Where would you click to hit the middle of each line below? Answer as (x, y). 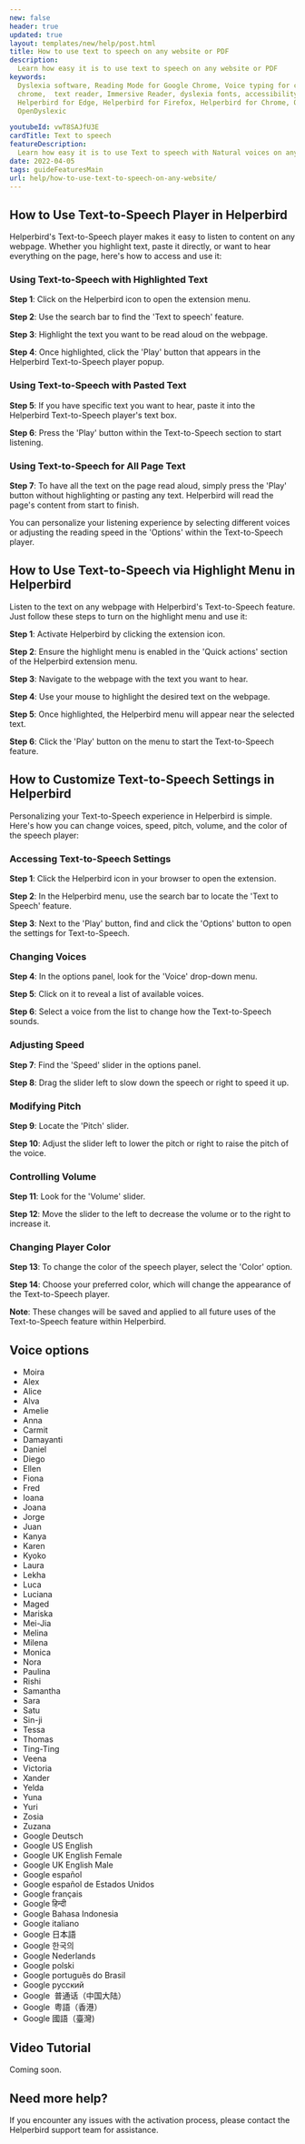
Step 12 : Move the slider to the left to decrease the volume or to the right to (150, 1214)
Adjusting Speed (47, 1045)
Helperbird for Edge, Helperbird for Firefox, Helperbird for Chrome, (154, 102)
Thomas (38, 1739)
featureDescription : (49, 145)
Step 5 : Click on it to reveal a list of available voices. (107, 994)
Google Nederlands (59, 1956)
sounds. (25, 1022)
